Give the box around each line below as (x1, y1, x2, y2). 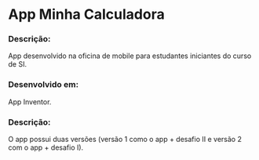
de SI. (8, 60, 27, 69)
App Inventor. (8, 96, 52, 107)
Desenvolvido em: (8, 79, 79, 90)
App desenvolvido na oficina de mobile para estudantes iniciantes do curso (8, 51, 252, 60)
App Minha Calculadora (8, 5, 165, 24)
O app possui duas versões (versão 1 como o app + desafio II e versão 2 (8, 135, 242, 144)
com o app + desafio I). (8, 143, 84, 152)
